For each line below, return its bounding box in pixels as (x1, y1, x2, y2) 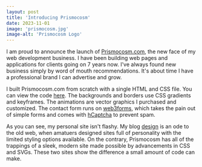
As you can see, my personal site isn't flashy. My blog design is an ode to (6, 123, 189, 130)
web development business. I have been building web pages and (6, 54, 168, 62)
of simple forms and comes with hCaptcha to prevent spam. (6, 111, 155, 119)
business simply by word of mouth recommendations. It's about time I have (6, 67, 194, 74)
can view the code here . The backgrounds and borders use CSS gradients (6, 92, 192, 99)
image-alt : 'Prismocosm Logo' (6, 31, 83, 38)
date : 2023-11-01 (6, 20, 50, 26)
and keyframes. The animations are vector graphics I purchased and (6, 98, 177, 106)
